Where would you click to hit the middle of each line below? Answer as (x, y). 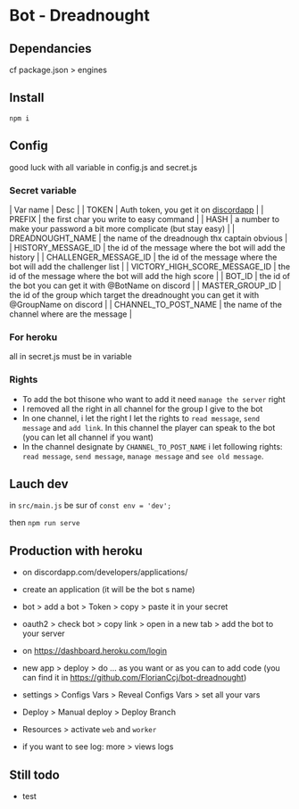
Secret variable (43, 190)
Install (27, 98)
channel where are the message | (71, 314)
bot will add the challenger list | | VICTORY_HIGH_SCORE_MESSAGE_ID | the (150, 266)
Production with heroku (76, 551)
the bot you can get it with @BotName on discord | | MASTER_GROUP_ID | (145, 285)
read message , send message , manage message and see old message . (143, 456)
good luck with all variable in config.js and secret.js (104, 167)
